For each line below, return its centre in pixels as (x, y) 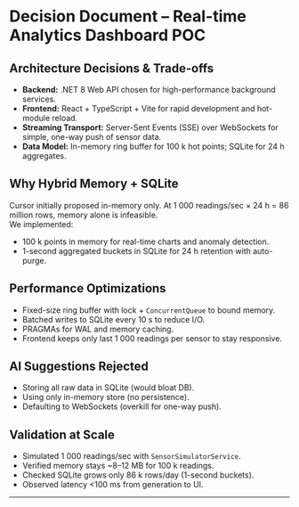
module (36, 118)
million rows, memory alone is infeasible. (84, 215)
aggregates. (44, 156)
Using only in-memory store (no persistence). (105, 397)
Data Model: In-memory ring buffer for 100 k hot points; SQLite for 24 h (153, 146)
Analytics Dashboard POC (108, 35)
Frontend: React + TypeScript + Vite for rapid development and (138, 108)
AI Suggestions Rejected (79, 367)
